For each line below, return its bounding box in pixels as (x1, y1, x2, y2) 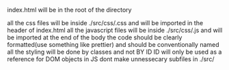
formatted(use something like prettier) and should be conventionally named (7, 41, 220, 48)
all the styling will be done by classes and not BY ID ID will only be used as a (7, 48, 222, 56)
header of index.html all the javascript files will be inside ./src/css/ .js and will (7, 27, 223, 34)
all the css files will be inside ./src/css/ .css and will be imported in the (7, 19, 204, 27)
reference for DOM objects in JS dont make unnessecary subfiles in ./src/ (7, 55, 215, 63)
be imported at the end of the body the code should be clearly (7, 33, 183, 41)
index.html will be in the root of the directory (7, 6, 132, 14)
